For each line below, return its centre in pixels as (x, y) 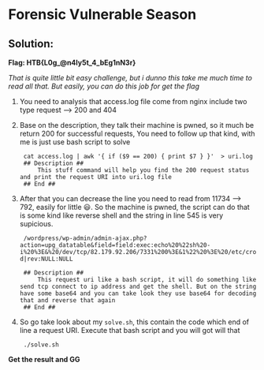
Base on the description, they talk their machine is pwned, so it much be (137, 125)
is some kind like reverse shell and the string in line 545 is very (121, 215)
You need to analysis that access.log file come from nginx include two (133, 101)
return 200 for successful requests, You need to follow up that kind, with (137, 133)
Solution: (31, 44)
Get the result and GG (44, 359)
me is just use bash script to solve (75, 142)
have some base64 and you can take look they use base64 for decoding (138, 293)
